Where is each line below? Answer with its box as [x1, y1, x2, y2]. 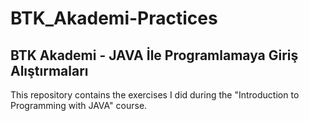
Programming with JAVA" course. [10, 100, 148, 111]
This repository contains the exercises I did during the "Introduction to [10, 89, 300, 101]
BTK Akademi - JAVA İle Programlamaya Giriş [10, 47, 299, 64]
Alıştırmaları [10, 62, 89, 79]
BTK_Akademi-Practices [10, 7, 218, 30]
